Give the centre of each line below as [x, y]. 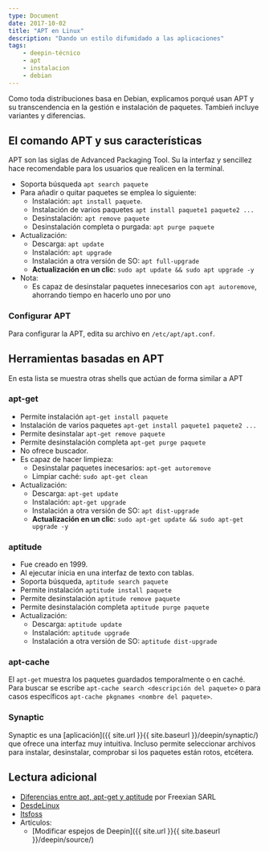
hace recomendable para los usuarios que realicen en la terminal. [116, 169]
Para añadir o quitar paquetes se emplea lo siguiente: [108, 193]
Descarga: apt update [68, 244]
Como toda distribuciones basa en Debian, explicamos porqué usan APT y [131, 98]
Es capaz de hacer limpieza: [67, 459]
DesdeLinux [40, 805]
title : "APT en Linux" [46, 31]
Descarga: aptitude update [77, 625]
